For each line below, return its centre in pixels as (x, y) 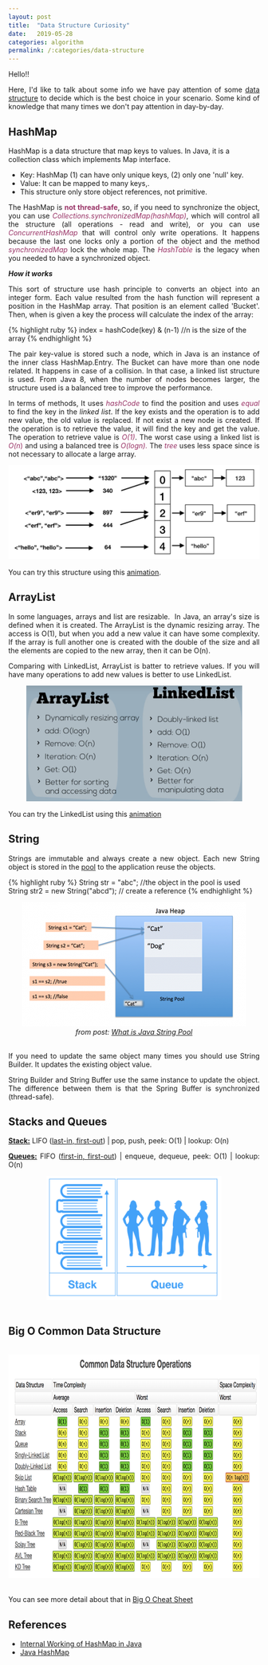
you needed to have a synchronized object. (79, 258)
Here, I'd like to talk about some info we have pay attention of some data (134, 90)
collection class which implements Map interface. (90, 159)
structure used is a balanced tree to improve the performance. (110, 388)
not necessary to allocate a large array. (73, 454)
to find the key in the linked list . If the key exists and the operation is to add (134, 412)
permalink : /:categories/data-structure (77, 51)
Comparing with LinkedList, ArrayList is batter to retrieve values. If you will (134, 665)
